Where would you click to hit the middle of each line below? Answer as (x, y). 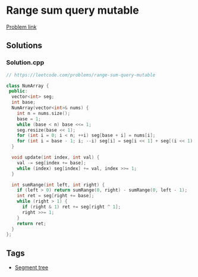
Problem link (21, 27)
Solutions (24, 46)
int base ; (23, 102)
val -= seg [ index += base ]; (51, 163)
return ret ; (32, 223)
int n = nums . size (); (43, 113)
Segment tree (32, 267)
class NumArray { (28, 86)
